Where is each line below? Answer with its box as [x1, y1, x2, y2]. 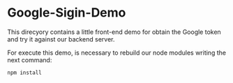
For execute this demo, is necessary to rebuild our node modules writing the [7, 48, 227, 57]
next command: [7, 55, 52, 64]
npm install [7, 69, 42, 76]
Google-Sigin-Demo [7, 5, 126, 21]
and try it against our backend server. [7, 35, 115, 43]
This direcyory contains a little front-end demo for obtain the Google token [7, 28, 221, 36]
